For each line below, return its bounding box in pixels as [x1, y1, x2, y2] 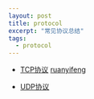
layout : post [8, 11, 52, 20]
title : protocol [8, 19, 63, 27]
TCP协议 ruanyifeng [19, 65, 87, 75]
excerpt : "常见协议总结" [8, 27, 84, 35]
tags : [8, 34, 27, 43]
